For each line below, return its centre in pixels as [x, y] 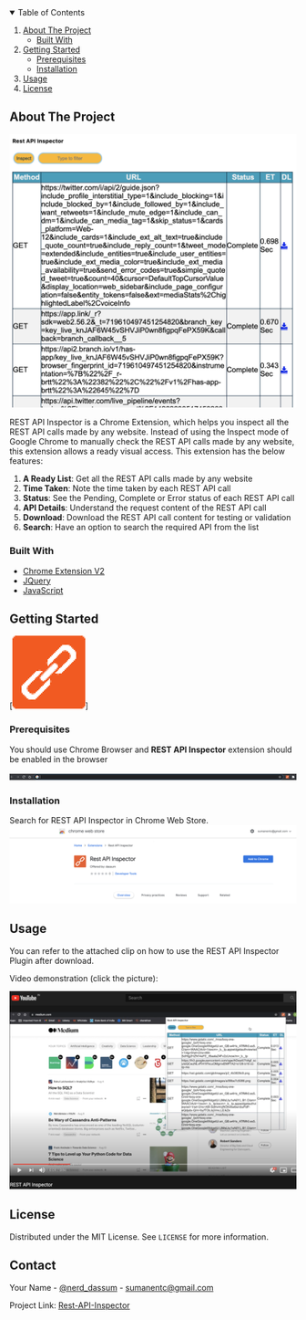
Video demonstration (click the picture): [84, 978]
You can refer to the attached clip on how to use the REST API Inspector [144, 950]
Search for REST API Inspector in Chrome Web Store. [109, 820]
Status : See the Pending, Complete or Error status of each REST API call [158, 498]
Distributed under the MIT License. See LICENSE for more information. [139, 1236]
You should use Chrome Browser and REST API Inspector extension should [151, 749]
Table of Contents [51, 12]
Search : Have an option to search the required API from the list [141, 528]
